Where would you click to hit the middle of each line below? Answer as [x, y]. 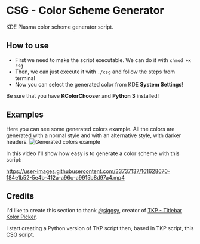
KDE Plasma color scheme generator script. [60, 27]
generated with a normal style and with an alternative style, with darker [93, 135]
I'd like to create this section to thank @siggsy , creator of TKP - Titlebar [94, 211]
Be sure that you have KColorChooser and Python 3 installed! [83, 95]
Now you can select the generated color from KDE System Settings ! [99, 84]
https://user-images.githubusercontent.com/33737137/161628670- [88, 171]
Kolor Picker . [22, 217]
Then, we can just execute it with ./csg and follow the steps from [95, 72]
